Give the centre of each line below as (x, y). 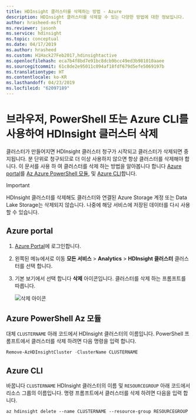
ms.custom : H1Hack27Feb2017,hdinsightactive (62, 55)
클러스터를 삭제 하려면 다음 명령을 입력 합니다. (84, 341)
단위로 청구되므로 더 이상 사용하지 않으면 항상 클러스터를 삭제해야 (109, 158)
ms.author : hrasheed (31, 50)
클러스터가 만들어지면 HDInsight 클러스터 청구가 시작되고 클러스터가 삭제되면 (94, 151)
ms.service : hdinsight (34, 34)
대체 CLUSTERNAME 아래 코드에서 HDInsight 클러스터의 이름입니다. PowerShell (95, 334)
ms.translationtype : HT (35, 72)
